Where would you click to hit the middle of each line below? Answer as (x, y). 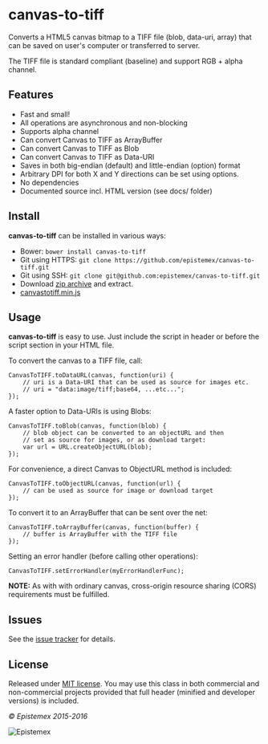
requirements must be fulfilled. (59, 595)
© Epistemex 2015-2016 (48, 716)
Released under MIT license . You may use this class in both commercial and (134, 683)
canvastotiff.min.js (50, 292)
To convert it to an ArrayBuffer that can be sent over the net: (108, 513)
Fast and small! (45, 114)
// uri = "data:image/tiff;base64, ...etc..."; (104, 390)
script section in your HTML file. (61, 345)
